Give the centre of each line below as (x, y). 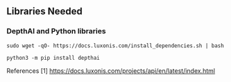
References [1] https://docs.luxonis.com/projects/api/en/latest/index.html (111, 71)
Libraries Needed (44, 11)
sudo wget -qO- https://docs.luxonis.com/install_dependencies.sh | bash (115, 46)
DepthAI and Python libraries (56, 31)
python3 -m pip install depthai (53, 58)
